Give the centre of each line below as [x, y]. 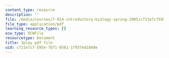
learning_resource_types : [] [36, 29]
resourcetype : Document [30, 38]
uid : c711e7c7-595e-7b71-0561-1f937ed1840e [52, 47]
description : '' [22, 15]
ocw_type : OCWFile [24, 33]
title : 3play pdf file [29, 43]
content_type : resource [30, 10]
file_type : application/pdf [35, 24]
